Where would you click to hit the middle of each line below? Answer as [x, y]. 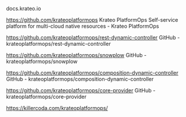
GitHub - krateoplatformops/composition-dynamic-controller [80, 79]
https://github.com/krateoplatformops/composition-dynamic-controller [92, 73]
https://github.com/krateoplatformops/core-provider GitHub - [81, 90]
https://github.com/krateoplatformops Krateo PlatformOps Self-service [92, 20]
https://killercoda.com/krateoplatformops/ [57, 108]
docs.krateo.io [24, 9]
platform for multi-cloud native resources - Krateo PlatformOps [83, 26]
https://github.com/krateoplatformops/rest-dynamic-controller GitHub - [93, 37]
